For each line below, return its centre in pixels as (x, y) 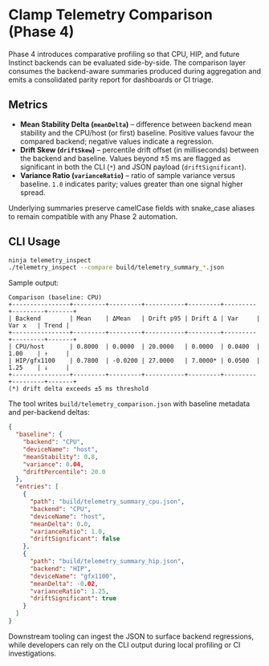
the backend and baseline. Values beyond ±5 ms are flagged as (125, 158)
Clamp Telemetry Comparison (110, 15)
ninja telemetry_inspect (50, 260)
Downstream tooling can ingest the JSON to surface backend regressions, (131, 636)
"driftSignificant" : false (75, 539)
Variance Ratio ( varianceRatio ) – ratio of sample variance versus (127, 175)
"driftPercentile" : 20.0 (64, 472)
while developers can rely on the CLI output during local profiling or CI (124, 644)
